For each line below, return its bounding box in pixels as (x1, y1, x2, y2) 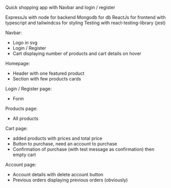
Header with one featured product (12, 70, 85, 76)
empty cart (12, 152, 36, 158)
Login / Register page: (5, 86, 52, 92)
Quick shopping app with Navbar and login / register (5, 5, 115, 10)
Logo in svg (12, 39, 38, 46)
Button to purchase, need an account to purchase (12, 141, 117, 147)
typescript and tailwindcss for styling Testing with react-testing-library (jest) (5, 20, 166, 26)
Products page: (5, 106, 38, 112)
